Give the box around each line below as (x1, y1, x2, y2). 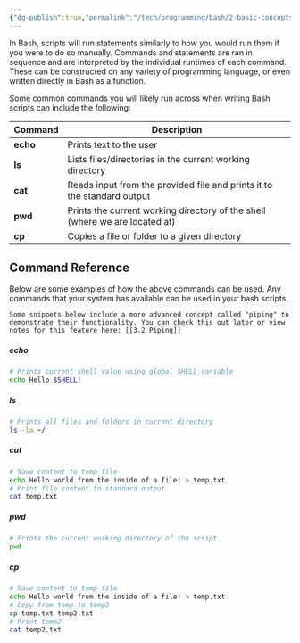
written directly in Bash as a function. (9, 75, 146, 86)
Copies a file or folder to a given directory (67, 229, 242, 242)
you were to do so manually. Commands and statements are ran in (9, 46, 253, 58)
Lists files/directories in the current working (67, 153, 250, 165)
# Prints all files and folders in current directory (9, 417, 214, 426)
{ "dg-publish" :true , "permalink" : (9, 12, 134, 22)
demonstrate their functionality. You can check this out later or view (9, 318, 286, 327)
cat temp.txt (9, 492, 58, 501)
